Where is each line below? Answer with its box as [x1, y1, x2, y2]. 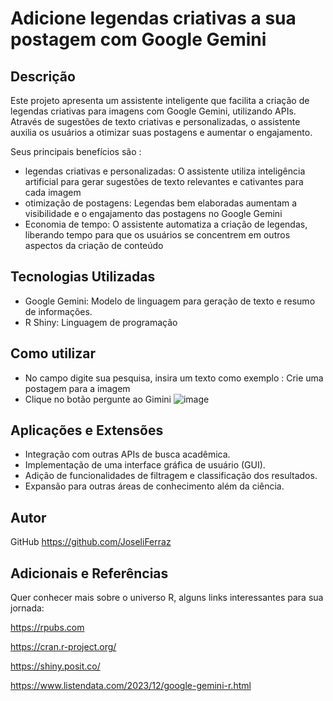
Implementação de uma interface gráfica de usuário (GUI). [24, 459, 266, 471]
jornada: [10, 602, 45, 614]
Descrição [10, 68, 76, 85]
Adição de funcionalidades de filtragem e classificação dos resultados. [24, 470, 318, 482]
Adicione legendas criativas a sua [10, 7, 297, 30]
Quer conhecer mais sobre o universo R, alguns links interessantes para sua [10, 592, 324, 604]
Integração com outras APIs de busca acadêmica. [24, 448, 231, 461]
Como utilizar [10, 345, 97, 362]
